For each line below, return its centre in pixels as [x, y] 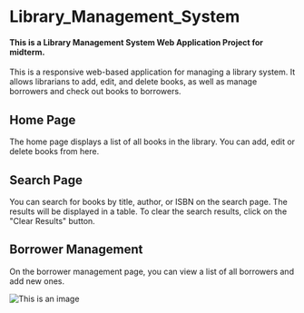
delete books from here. [54, 152]
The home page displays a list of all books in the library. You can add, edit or [152, 142]
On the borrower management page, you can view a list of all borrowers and [152, 271]
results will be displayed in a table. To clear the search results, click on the [148, 211]
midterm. [27, 52]
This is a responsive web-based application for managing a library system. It [152, 72]
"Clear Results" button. [52, 221]
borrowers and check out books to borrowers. [95, 92]
